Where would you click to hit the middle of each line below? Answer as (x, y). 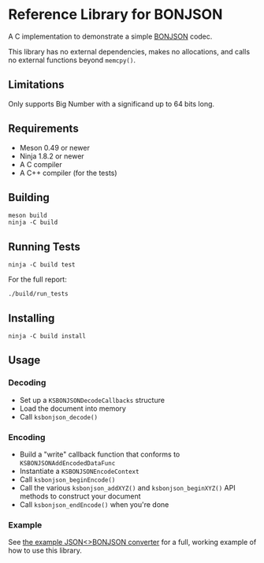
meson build (28, 216)
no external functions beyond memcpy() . (72, 60)
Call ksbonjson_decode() (59, 416)
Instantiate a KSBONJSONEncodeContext (79, 471)
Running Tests (44, 246)
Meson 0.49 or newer (55, 147)
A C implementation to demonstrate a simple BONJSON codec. (110, 36)
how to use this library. (45, 550)
